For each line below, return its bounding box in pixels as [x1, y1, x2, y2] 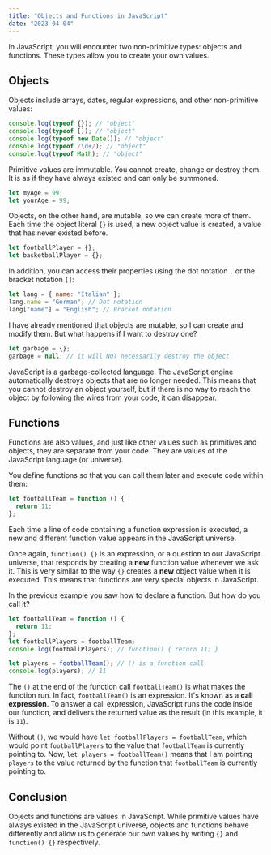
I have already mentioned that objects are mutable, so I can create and [8, 320, 243, 329]
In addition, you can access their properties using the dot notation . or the [8, 266, 256, 276]
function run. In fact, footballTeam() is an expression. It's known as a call [8, 690, 253, 700]
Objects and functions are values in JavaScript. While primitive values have [8, 811, 259, 821]
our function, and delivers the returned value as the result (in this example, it [8, 707, 263, 718]
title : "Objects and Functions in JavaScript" [8, 11, 168, 20]
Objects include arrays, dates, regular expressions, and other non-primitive [8, 95, 259, 105]
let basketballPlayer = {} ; [8, 251, 104, 260]
